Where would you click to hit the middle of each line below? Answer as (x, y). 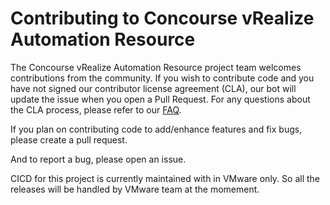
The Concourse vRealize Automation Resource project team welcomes (156, 67)
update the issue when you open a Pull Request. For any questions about (160, 99)
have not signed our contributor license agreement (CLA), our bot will (153, 88)
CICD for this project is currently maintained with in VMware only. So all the (165, 178)
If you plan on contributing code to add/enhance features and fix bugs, (156, 129)
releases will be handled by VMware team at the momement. (135, 189)
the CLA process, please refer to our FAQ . (96, 109)
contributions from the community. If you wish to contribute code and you (162, 78)
